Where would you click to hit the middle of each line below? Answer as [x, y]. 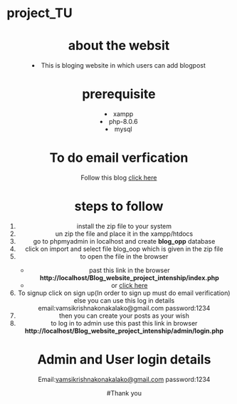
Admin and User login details [124, 359]
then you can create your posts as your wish [124, 316]
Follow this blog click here [119, 177]
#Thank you [124, 393]
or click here [129, 285]
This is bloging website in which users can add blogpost [123, 66]
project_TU [39, 13]
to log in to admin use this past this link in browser [124, 323]
